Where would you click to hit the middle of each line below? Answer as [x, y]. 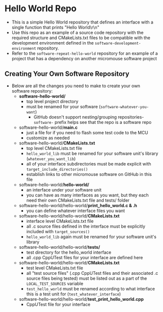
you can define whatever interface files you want [76, 211]
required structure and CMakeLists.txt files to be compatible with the [81, 38]
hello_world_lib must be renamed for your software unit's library [92, 153]
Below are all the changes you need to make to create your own [76, 86]
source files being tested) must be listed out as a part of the [87, 278]
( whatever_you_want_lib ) [51, 158]
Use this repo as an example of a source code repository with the [78, 32]
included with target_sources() [58, 231]
